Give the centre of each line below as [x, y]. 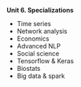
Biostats [29, 68]
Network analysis [42, 31]
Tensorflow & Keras [45, 61]
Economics [33, 39]
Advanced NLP [39, 46]
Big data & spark [40, 76]
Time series [34, 24]
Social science [38, 53]
